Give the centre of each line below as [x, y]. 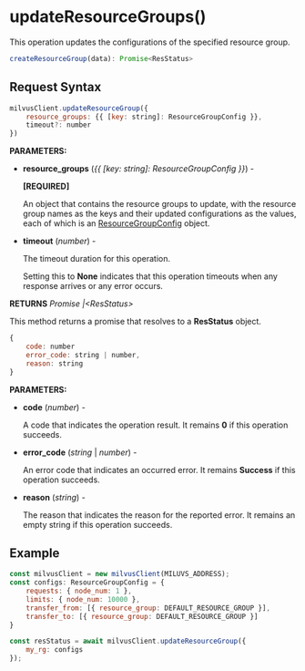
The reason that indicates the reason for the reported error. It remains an [159, 515]
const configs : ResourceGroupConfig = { [87, 583]
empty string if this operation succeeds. [97, 524]
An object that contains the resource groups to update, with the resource [159, 204]
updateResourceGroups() [108, 17]
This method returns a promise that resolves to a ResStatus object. [136, 322]
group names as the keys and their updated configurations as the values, [160, 214]
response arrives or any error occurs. [93, 286]
